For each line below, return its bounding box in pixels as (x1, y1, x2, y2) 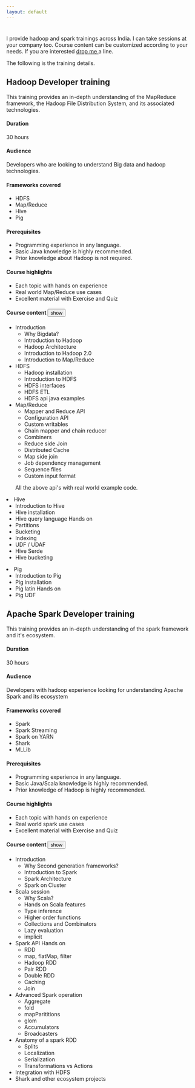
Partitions (15, 521, 39, 529)
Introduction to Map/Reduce (24, 356, 94, 363)
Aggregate (24, 997, 51, 1005)
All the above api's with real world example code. (15, 484, 138, 491)
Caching (24, 978, 45, 985)
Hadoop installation (24, 369, 73, 376)
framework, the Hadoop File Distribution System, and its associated (6, 100, 174, 107)
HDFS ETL (24, 388, 50, 395)
